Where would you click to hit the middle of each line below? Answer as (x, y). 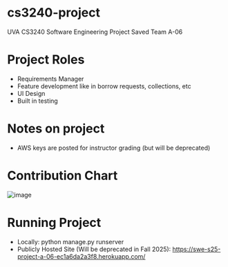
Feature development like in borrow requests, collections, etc (104, 86)
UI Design (31, 93)
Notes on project (56, 129)
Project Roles (46, 60)
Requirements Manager (50, 79)
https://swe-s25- (197, 249)
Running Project (54, 222)
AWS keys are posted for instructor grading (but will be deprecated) (114, 148)
